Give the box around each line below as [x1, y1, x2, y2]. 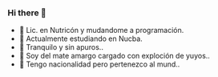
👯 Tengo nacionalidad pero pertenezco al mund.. [18, 59, 180, 69]
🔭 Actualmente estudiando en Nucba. [18, 34, 143, 43]
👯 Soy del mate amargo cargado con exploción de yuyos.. [18, 51, 210, 61]
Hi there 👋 [7, 7, 47, 18]
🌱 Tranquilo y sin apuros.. [18, 43, 103, 52]
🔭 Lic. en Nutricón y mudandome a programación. [18, 26, 184, 35]
